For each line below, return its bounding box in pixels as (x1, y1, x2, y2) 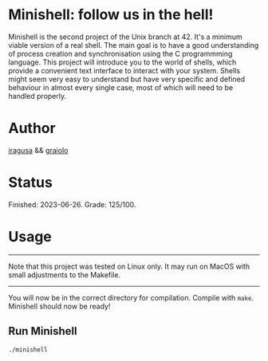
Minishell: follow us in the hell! (8, 6, 214, 24)
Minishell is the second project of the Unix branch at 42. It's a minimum (8, 32, 242, 41)
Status (8, 174, 53, 192)
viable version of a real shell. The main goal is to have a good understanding (8, 40, 259, 49)
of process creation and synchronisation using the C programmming (8, 49, 233, 58)
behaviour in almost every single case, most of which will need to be (8, 82, 234, 92)
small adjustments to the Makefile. (8, 269, 121, 280)
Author (8, 120, 56, 137)
